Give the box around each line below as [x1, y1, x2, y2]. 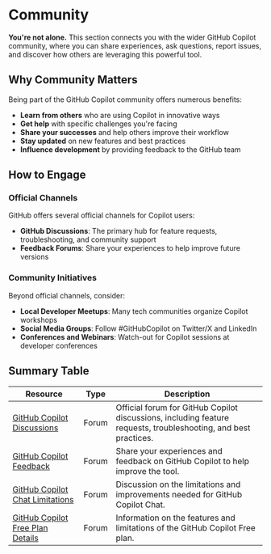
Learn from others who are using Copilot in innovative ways [19, 110, 220, 120]
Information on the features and [115, 512, 236, 523]
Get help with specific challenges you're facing [19, 119, 177, 129]
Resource [25, 388, 63, 400]
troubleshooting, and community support [19, 235, 156, 244]
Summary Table [8, 364, 90, 378]
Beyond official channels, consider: [8, 290, 126, 300]
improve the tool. [115, 465, 180, 476]
